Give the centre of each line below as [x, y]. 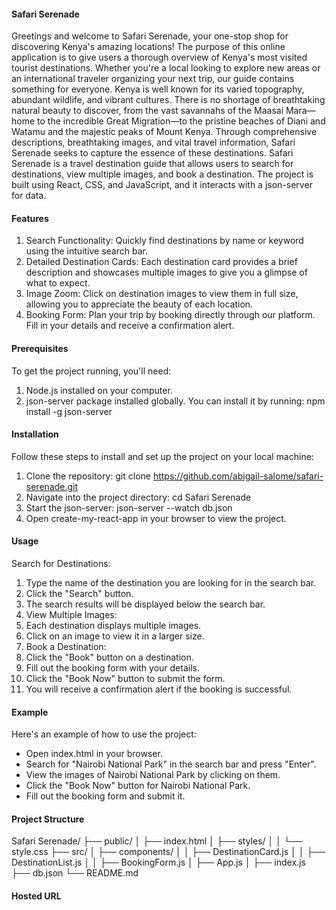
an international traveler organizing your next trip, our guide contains [153, 79]
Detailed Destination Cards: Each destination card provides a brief [161, 262]
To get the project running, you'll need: [91, 371]
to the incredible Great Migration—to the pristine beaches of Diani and [181, 121]
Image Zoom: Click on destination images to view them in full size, [162, 294]
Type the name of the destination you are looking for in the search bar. [171, 583]
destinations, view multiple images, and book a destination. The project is [162, 174]
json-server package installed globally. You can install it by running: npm [175, 401]
